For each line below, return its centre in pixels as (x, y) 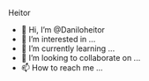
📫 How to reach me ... (62, 68)
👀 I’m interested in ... (58, 39)
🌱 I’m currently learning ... (68, 48)
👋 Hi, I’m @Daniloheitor (63, 29)
